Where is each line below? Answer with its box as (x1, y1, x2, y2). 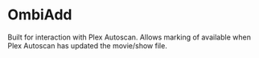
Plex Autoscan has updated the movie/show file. (7, 40, 168, 50)
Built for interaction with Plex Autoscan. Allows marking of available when (7, 32, 251, 42)
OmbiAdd (7, 6, 72, 24)
